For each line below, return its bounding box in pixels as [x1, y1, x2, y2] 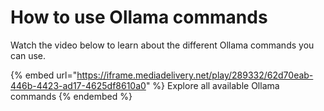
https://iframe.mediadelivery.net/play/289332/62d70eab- [76, 69, 314, 81]
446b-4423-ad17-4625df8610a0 [10, 79, 147, 91]
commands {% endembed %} [10, 90, 133, 102]
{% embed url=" [10, 69, 78, 81]
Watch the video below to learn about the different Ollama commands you [10, 39, 315, 51]
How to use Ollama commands [10, 6, 268, 29]
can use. [10, 49, 47, 61]
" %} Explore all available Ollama [145, 79, 280, 91]
